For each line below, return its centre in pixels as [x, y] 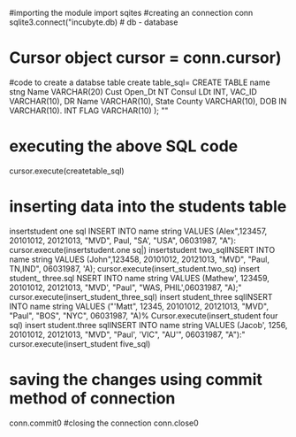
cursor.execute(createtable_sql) [67, 171]
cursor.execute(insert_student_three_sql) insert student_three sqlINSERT [141, 296]
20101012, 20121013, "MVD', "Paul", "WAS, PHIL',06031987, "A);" [125, 287]
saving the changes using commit [136, 379]
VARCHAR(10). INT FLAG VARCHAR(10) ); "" [89, 111]
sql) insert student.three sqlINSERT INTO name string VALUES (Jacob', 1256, [148, 325]
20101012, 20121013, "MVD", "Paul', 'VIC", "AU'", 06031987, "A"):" [127, 334]
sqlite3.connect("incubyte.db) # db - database [94, 22]
